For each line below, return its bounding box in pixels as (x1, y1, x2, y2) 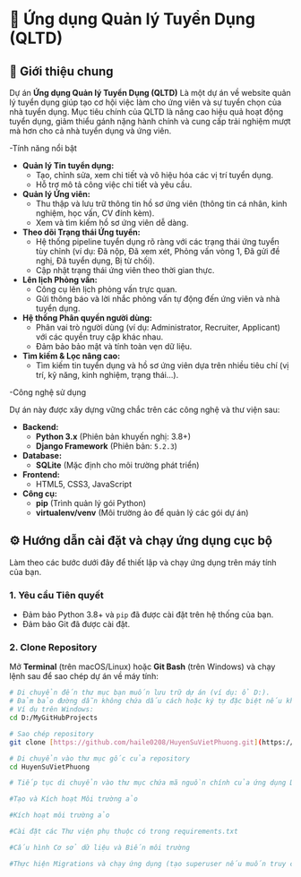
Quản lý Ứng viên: (21, 189, 91, 199)
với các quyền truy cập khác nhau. (35, 331, 164, 342)
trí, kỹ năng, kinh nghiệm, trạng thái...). (35, 370, 179, 380)
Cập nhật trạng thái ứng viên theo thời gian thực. (35, 265, 215, 275)
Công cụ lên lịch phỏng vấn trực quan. (35, 284, 177, 295)
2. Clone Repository (9, 641, 98, 654)
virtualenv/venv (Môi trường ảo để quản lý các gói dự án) (35, 507, 249, 518)
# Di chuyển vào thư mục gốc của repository (9, 753, 191, 763)
